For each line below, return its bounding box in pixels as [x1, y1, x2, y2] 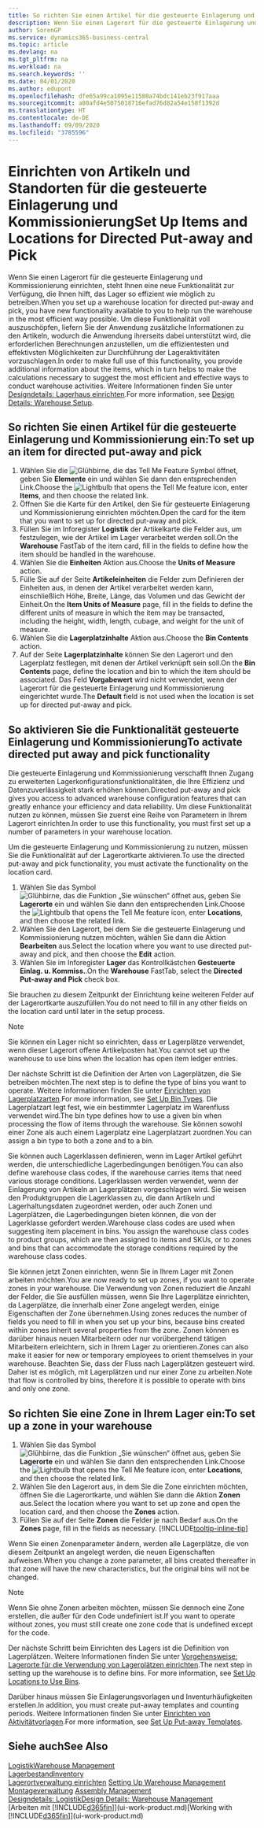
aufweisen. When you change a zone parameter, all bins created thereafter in [8, 1556, 256, 1565]
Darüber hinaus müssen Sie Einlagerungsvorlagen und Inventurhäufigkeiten [8, 1692, 253, 1701]
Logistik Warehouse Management [8, 1760, 115, 1770]
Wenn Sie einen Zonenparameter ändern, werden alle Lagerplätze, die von [8, 1539, 249, 1548]
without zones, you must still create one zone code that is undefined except [8, 1619, 254, 1629]
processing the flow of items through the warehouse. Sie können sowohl [8, 1119, 243, 1129]
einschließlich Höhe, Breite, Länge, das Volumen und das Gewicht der [19, 591, 246, 601]
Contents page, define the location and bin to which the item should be [19, 667, 251, 676]
